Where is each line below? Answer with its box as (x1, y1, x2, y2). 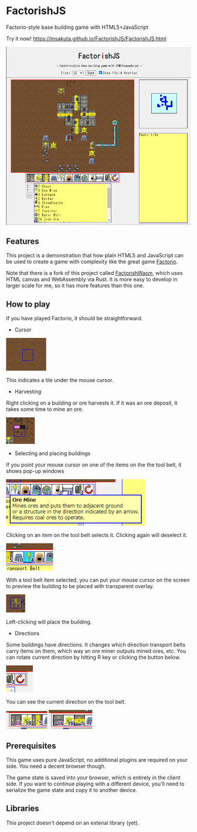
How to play (6, 299, 50, 309)
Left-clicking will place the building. (6, 618, 92, 625)
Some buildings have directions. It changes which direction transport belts (6, 641, 186, 648)
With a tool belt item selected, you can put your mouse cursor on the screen (6, 576, 190, 584)
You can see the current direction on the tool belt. (6, 698, 126, 705)
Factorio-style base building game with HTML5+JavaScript (6, 24, 149, 31)
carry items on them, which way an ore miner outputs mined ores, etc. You (6, 648, 186, 655)
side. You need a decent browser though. (6, 763, 106, 770)
